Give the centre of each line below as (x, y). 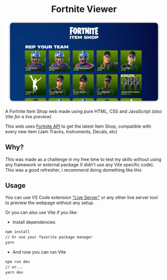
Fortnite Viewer (84, 9)
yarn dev (14, 272)
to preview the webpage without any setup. (50, 203)
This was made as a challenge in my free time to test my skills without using (83, 159)
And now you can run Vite (39, 252)
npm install (17, 232)
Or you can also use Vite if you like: (41, 213)
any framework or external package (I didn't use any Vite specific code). (80, 164)
